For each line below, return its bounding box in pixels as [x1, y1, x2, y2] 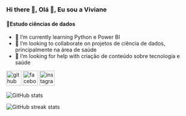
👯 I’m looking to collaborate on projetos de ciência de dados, [14, 40, 166, 47]
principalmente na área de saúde [14, 46, 98, 53]
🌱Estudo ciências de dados [6, 20, 76, 28]
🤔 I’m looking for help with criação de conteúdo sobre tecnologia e [14, 53, 181, 60]
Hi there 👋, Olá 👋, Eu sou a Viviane [6, 5, 107, 14]
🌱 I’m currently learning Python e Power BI [14, 33, 120, 41]
